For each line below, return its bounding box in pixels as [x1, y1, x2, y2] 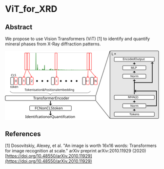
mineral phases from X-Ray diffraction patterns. [5, 41, 101, 47]
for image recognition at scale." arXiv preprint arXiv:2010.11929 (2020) [5, 148, 146, 154]
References [5, 129, 41, 138]
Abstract [5, 23, 33, 31]
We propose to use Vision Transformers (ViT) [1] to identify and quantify [5, 36, 150, 42]
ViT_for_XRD [5, 3, 58, 15]
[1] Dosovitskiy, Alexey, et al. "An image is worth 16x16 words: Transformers [5, 143, 157, 148]
